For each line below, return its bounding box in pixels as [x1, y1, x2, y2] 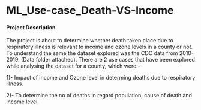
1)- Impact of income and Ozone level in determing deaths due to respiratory [6, 74, 196, 81]
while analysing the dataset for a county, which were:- [6, 62, 141, 69]
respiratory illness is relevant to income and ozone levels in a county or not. [6, 43, 193, 51]
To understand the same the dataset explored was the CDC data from [6, 50, 178, 57]
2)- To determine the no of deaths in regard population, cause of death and [6, 92, 193, 99]
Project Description [6, 23, 56, 30]
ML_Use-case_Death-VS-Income [6, 4, 174, 17]
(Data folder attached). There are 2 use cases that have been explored [20, 56, 195, 63]
